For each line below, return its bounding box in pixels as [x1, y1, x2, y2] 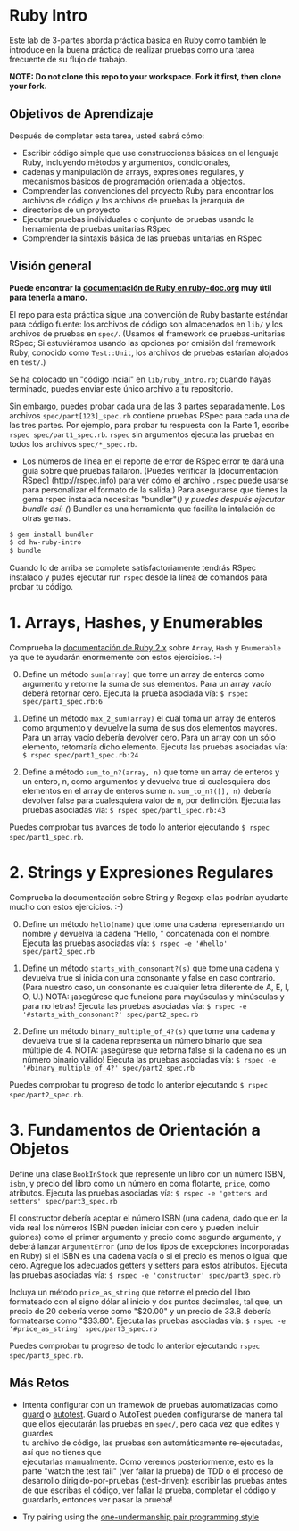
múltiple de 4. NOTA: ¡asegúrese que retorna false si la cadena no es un [21, 1045, 287, 1055]
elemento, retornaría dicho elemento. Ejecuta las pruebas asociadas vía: [21, 741, 288, 752]
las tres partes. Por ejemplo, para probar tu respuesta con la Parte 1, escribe [9, 419, 290, 430]
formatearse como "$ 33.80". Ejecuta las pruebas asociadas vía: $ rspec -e [9, 1315, 286, 1326]
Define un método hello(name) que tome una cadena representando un [21, 919, 285, 930]
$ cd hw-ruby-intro [9, 538, 82, 547]
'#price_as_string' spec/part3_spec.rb [9, 1325, 158, 1334]
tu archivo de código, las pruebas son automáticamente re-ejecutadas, [21, 1437, 284, 1448]
